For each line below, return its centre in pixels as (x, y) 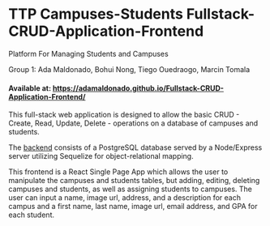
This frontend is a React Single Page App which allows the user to (118, 172)
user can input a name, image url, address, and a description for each (125, 198)
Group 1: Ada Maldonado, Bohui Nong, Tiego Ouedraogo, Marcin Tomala (129, 69)
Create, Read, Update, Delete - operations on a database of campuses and (133, 123)
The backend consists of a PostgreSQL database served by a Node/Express (135, 147)
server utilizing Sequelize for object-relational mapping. (101, 156)
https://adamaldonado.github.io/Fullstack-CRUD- (138, 88)
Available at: (30, 88)
